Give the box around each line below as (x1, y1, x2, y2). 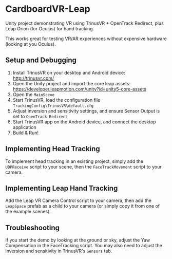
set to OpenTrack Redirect (12, 113, 68, 119)
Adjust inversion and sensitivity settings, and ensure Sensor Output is (12, 107, 160, 114)
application (12, 124, 37, 130)
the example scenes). (5, 209, 51, 215)
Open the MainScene (12, 91, 55, 98)
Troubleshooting (5, 223, 60, 232)
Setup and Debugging (5, 56, 77, 65)
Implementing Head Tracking (5, 144, 100, 153)
